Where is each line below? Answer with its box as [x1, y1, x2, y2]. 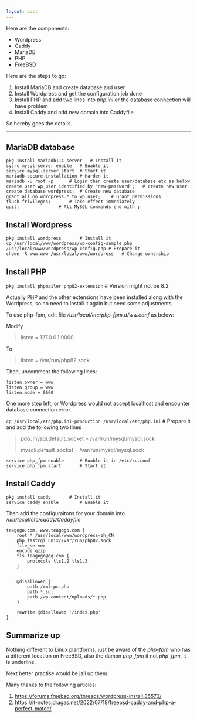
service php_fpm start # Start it [6, 463, 107, 469]
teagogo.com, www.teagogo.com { [6, 527, 85, 533]
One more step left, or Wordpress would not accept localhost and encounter [6, 400, 191, 407]
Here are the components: [6, 25, 69, 32]
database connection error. [6, 406, 72, 413]
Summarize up [6, 631, 60, 641]
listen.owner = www [6, 379, 54, 386]
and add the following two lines [6, 424, 82, 431]
